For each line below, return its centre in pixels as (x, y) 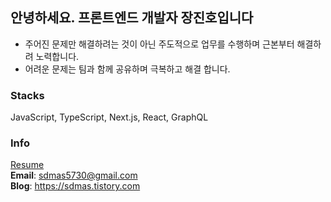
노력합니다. (57, 56)
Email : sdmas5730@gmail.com (74, 175)
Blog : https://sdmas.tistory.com (75, 186)
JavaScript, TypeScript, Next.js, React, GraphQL (109, 117)
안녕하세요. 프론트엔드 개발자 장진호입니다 (132, 18)
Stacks (27, 95)
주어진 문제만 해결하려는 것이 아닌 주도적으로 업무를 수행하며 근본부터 (159, 44)
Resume (27, 165)
